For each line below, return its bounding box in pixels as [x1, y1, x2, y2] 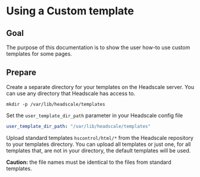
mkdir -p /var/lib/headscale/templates [6, 101, 106, 107]
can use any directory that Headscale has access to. [6, 90, 136, 97]
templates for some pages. [6, 50, 72, 57]
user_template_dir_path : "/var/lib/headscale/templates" [6, 123, 151, 129]
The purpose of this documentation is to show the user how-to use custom [6, 44, 190, 51]
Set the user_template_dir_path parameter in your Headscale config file [6, 112, 183, 119]
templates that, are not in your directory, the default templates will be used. [6, 147, 191, 154]
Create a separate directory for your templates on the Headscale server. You [6, 83, 195, 90]
